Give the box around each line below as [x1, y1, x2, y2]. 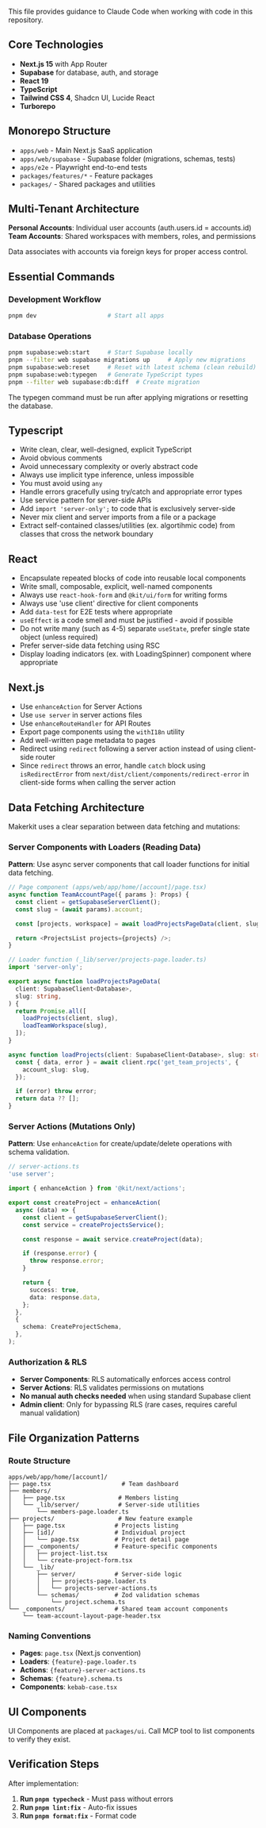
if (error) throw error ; [15, 1087, 97, 1095]
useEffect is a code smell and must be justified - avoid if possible [19, 615, 234, 625]
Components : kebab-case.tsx [19, 1682, 117, 1691]
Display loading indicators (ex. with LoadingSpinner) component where [19, 649, 252, 659]
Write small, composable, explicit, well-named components [19, 582, 213, 591]
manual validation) [19, 1408, 81, 1418]
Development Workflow [8, 294, 101, 305]
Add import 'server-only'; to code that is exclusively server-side [19, 504, 236, 514]
